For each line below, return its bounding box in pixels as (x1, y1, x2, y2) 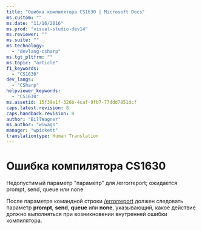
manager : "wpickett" (6, 127, 59, 134)
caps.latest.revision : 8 (6, 104, 69, 111)
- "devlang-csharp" (12, 49, 61, 55)
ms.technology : (6, 43, 45, 49)
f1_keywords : (6, 65, 39, 72)
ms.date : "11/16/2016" (6, 20, 64, 26)
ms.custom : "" (6, 15, 42, 21)
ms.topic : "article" (6, 59, 59, 66)
